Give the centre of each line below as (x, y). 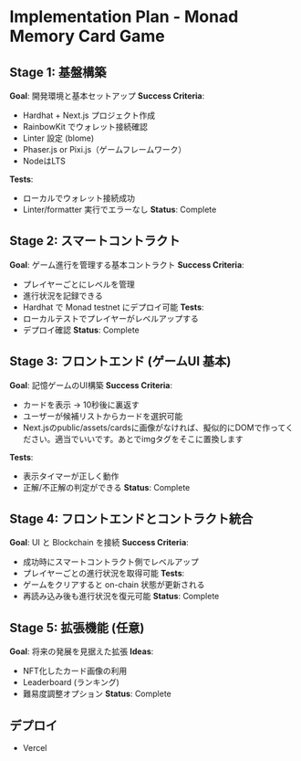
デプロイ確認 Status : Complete (81, 330)
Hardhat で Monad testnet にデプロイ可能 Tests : (113, 307)
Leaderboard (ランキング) (71, 682)
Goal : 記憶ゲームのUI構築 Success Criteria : (91, 385)
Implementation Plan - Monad (124, 17)
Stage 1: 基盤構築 (58, 72)
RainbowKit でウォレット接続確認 (85, 127)
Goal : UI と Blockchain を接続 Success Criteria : (99, 543)
